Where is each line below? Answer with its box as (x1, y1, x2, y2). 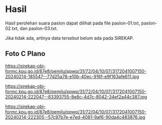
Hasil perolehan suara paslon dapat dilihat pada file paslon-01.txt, (5, 20, 140, 26)
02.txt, (5, 25, 19, 31)
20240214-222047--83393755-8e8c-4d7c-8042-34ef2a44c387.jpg (5, 93, 147, 99)
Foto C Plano (5, 49, 45, 58)
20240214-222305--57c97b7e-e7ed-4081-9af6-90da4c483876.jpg (5, 114, 145, 120)
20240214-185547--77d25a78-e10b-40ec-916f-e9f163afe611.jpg (5, 73, 139, 79)
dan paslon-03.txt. (19, 25, 58, 31)
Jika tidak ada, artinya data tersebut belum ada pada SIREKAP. (5, 35, 134, 41)
